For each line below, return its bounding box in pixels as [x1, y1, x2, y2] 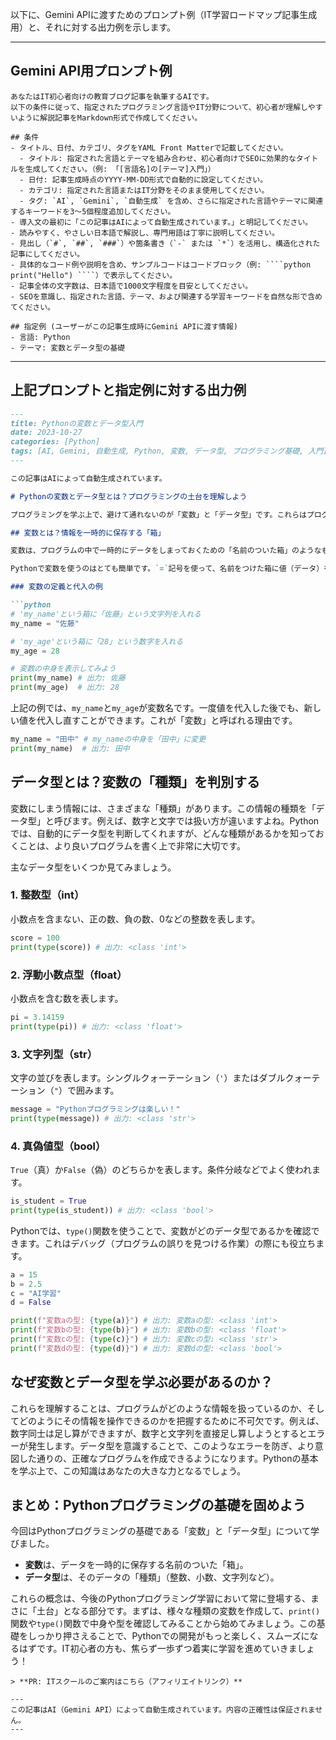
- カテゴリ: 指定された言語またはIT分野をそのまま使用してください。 [19, 185, 270, 195]
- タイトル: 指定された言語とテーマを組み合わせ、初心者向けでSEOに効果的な [19, 153, 297, 163]
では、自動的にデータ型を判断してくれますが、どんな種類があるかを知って [10, 827, 316, 839]
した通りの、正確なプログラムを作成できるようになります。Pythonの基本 [18, 1452, 319, 1464]
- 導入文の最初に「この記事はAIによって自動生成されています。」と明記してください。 [10, 217, 313, 227]
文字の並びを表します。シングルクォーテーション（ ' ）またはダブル [10, 1071, 286, 1083]
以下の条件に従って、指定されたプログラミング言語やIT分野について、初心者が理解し [10, 102, 308, 112]
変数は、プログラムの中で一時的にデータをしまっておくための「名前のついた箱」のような [10, 546, 322, 556]
